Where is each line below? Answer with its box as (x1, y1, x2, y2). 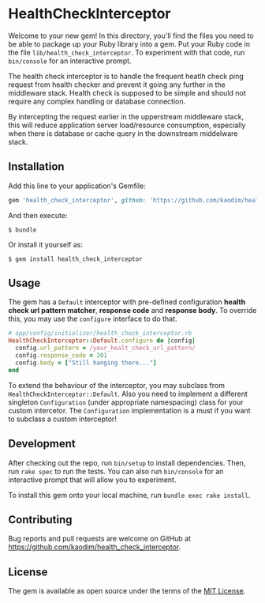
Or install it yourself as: (8, 239, 83, 249)
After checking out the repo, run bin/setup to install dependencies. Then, (8, 458, 246, 467)
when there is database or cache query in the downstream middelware (8, 128, 238, 138)
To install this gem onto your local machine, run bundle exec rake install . (8, 490, 251, 499)
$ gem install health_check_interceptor (8, 254, 144, 263)
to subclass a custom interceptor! (8, 414, 117, 424)
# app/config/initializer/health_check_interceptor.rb (8, 330, 192, 337)
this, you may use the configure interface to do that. (8, 314, 177, 324)
